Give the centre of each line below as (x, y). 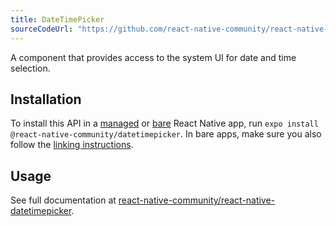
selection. (30, 68)
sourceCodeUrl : (42, 29)
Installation (46, 99)
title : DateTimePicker (57, 19)
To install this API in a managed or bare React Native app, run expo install (164, 123)
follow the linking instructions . (72, 145)
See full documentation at (63, 200)
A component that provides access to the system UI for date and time (153, 57)
